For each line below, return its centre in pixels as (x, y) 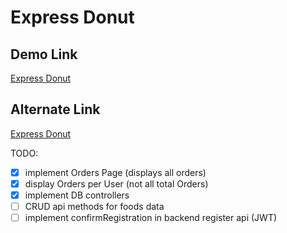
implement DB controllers (77, 195)
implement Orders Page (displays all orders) (115, 172)
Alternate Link (55, 109)
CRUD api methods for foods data (94, 206)
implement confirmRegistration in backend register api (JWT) (151, 218)
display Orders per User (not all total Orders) (116, 183)
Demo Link (44, 54)
